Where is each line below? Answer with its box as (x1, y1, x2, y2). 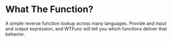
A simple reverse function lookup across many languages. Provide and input (5, 20, 167, 26)
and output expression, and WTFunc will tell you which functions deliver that (5, 25, 167, 31)
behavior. (5, 31, 25, 37)
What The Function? (5, 4, 93, 15)
